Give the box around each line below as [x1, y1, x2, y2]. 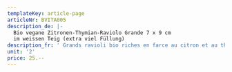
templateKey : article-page [7, 10, 85, 17]
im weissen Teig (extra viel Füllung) [13, 36, 126, 43]
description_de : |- [7, 23, 64, 29]
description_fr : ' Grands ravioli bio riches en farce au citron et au [7, 42, 217, 49]
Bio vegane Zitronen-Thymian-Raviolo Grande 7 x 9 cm [13, 29, 171, 36]
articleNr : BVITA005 [7, 16, 67, 23]
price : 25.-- [7, 55, 45, 62]
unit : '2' [7, 49, 36, 56]
